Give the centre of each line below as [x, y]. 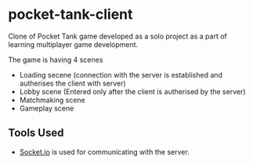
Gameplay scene [47, 108]
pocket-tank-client [70, 15]
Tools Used [36, 133]
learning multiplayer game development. [73, 44]
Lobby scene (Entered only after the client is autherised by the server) [132, 91]
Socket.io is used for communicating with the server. [104, 151]
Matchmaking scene [52, 100]
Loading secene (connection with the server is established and [121, 75]
